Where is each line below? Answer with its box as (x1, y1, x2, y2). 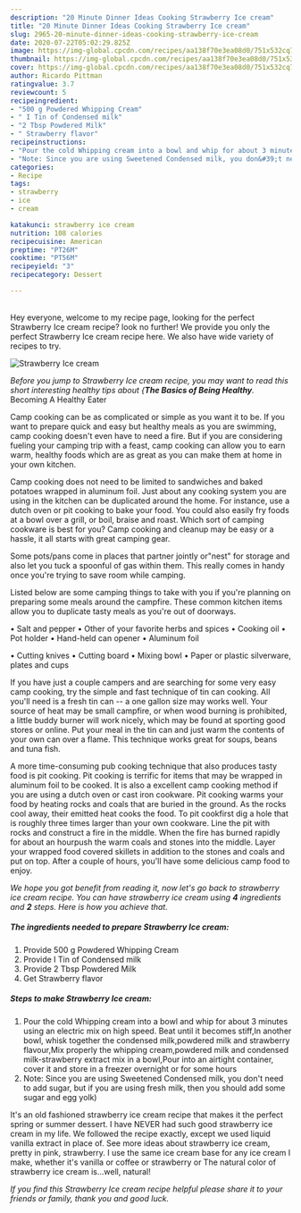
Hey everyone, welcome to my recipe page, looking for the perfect (10, 312, 255, 323)
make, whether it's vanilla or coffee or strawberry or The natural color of (10, 1157, 276, 1167)
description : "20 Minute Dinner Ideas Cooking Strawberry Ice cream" (10, 13, 275, 22)
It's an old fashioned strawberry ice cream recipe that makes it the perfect (10, 1109, 284, 1120)
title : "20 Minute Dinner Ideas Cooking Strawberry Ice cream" (10, 21, 251, 30)
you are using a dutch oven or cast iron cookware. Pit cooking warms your (10, 788, 284, 800)
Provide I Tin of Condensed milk (22, 954, 142, 965)
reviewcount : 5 (10, 88, 67, 97)
